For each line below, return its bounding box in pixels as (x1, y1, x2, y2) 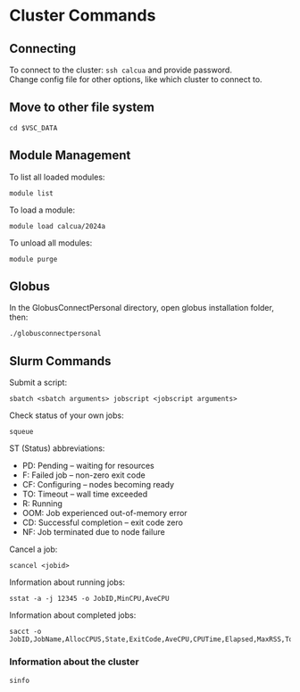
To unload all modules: (9, 238, 93, 248)
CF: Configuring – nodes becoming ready (21, 479, 175, 490)
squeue (9, 428, 34, 437)
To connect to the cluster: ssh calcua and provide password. (9, 64, 232, 75)
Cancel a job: (9, 544, 58, 554)
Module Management (9, 148, 131, 163)
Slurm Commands (9, 354, 112, 369)
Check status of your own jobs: (9, 410, 124, 421)
